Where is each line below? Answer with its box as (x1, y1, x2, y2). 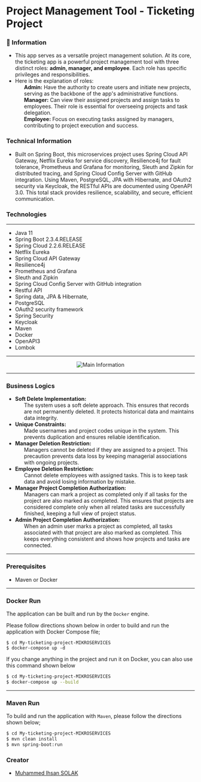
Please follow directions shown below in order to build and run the (6, 621, 169, 629)
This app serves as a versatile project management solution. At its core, (14, 52, 191, 59)
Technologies (6, 210, 47, 218)
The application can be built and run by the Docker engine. (6, 610, 150, 617)
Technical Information (6, 137, 72, 145)
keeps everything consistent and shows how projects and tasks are (23, 535, 190, 543)
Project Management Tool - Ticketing (6, 4, 195, 18)
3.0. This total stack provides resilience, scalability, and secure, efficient (14, 189, 193, 196)
